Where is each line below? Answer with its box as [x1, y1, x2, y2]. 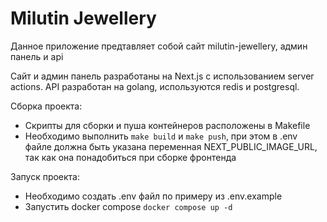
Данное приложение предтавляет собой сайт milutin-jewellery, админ [10, 40, 308, 52]
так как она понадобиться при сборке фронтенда [24, 151, 237, 163]
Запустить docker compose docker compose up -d [24, 200, 233, 212]
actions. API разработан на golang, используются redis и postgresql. [10, 80, 300, 92]
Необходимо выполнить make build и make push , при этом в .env [24, 130, 298, 142]
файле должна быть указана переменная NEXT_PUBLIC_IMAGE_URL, [24, 140, 318, 152]
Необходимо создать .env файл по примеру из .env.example [24, 190, 283, 202]
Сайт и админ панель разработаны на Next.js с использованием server [10, 70, 315, 82]
